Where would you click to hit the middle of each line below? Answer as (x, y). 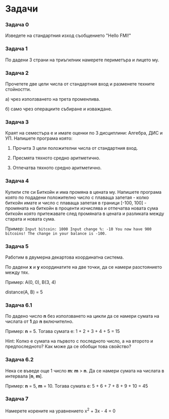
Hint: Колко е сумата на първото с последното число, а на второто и (79, 341)
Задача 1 (16, 49)
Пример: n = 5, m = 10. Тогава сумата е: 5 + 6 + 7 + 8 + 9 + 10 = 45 (77, 386)
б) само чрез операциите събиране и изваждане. (59, 109)
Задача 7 (17, 399)
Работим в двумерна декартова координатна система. (65, 257)
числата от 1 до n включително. (39, 321)
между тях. (17, 272)
